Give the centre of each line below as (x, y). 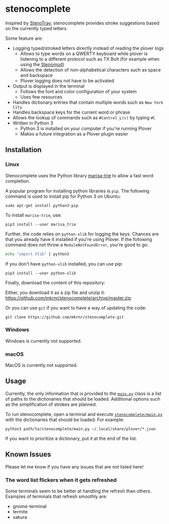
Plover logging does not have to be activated (67, 81)
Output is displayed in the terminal (49, 86)
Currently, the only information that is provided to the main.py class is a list (83, 394)
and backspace (36, 75)
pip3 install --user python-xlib (41, 273)
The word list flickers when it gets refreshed (61, 480)
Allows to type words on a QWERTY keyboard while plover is (84, 54)
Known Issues (28, 454)
